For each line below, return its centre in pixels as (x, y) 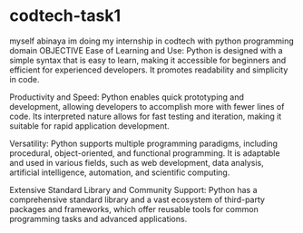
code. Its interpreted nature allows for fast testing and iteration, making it (146, 116)
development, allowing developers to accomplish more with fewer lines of (147, 106)
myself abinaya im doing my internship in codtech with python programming (152, 41)
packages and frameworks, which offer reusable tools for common (134, 209)
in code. (24, 79)
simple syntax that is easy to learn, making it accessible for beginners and (148, 60)
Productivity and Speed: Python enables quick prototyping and (127, 97)
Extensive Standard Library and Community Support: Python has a (133, 189)
